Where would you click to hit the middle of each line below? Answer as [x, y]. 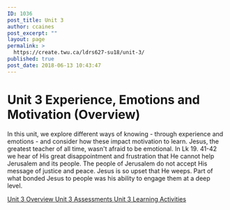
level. [15, 186]
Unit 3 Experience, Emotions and [104, 100]
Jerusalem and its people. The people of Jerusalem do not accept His [107, 163]
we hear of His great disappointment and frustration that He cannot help [111, 156]
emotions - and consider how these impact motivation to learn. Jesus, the [113, 141]
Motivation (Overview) [74, 114]
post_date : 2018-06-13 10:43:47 [54, 65]
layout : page [26, 40]
